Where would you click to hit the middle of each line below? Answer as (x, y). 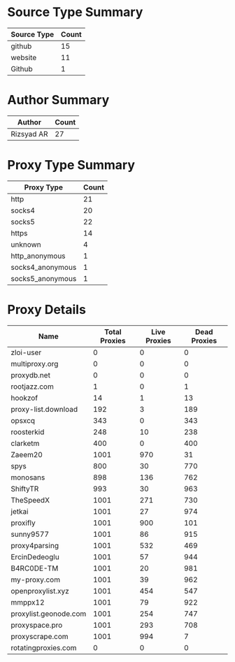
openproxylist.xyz (40, 591)
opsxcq (23, 420)
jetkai (20, 511)
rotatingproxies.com (44, 647)
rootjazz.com (32, 387)
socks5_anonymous (44, 278)
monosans (28, 477)
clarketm (25, 443)
